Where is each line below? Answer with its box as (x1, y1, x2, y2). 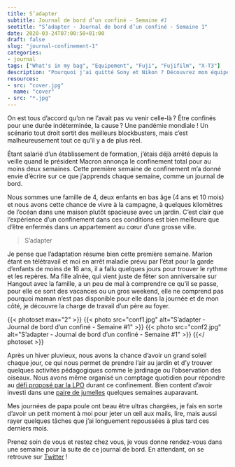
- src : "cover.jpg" (7, 82, 64, 89)
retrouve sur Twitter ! (7, 452, 68, 461)
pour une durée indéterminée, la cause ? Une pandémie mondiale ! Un (7, 122, 208, 129)
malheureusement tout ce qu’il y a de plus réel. (7, 136, 143, 144)
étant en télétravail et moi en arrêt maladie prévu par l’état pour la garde (7, 257, 215, 266)
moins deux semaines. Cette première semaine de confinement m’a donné (7, 165, 222, 173)
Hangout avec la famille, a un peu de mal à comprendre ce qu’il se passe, (7, 280, 219, 287)
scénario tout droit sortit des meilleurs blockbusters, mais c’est (7, 129, 188, 137)
